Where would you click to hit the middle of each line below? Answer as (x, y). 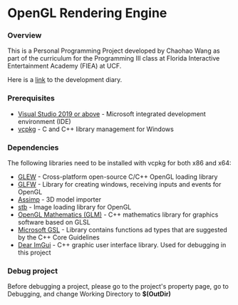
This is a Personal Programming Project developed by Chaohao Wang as (114, 51)
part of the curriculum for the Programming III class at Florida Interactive (114, 58)
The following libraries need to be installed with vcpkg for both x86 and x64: (119, 163)
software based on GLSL (54, 222)
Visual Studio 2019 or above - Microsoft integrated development (112, 114)
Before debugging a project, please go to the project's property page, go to (118, 286)
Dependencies (33, 148)
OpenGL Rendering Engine (87, 13)
